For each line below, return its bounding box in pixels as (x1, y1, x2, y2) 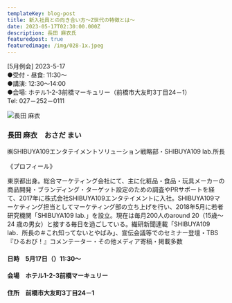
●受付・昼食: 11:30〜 (7, 71, 67, 79)
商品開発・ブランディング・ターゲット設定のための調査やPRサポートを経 (7, 185, 215, 194)
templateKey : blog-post (7, 10, 76, 17)
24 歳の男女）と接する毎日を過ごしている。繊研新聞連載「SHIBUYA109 (7, 220, 211, 228)
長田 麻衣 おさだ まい (7, 130, 82, 140)
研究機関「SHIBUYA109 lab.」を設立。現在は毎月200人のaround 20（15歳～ (7, 212, 224, 220)
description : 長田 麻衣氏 (7, 29, 77, 37)
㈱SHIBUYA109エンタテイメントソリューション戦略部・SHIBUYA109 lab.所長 (7, 147, 225, 156)
